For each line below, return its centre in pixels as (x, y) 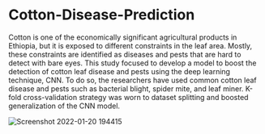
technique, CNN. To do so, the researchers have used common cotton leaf (132, 80)
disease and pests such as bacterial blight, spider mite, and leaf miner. (126, 88)
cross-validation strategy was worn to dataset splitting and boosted (136, 97)
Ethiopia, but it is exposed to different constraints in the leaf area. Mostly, (130, 45)
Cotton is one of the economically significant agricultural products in (123, 37)
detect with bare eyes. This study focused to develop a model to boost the (132, 63)
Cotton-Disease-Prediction (102, 15)
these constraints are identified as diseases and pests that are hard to (125, 54)
